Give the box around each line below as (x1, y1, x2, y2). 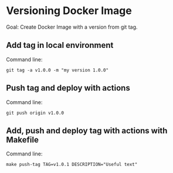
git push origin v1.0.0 (6, 110, 65, 116)
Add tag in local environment (6, 40, 114, 50)
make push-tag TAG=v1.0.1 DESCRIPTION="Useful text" (6, 162, 138, 168)
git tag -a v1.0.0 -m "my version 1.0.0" (6, 67, 109, 73)
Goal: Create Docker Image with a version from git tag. (6, 23, 138, 30)
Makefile (6, 134, 39, 144)
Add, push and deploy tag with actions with (6, 126, 168, 136)
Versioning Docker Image (6, 4, 132, 18)
